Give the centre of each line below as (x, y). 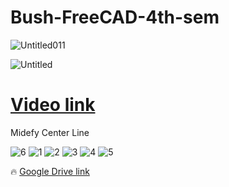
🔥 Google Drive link (50, 171)
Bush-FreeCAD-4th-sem (115, 17)
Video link (53, 105)
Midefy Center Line (50, 132)
